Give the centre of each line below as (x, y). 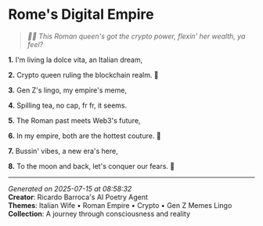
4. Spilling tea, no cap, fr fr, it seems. (68, 105)
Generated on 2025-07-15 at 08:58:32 (70, 188)
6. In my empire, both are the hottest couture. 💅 (85, 136)
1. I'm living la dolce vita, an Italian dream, (76, 60)
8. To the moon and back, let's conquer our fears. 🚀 (91, 166)
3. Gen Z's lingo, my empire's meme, (68, 90)
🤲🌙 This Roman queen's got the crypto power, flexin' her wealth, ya (136, 36)
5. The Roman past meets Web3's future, (74, 120)
